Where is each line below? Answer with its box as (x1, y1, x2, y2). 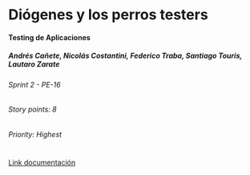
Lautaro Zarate (8, 59, 60, 69)
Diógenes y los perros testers (8, 6, 208, 24)
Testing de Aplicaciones (8, 32, 91, 42)
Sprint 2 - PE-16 (8, 79, 62, 89)
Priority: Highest (8, 129, 62, 139)
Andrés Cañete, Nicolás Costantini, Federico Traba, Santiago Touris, (8, 51, 243, 61)
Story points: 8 (8, 104, 58, 114)
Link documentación (8, 158, 76, 168)
